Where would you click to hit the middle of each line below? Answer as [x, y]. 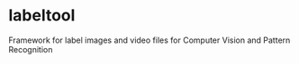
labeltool [42, 16]
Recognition [31, 49]
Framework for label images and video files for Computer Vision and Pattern [149, 40]
